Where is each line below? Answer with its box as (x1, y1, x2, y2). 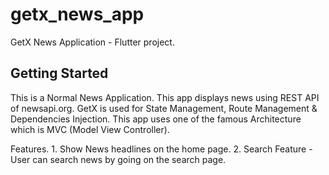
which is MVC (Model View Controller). (10, 123, 170, 135)
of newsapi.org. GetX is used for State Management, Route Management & (10, 102, 318, 114)
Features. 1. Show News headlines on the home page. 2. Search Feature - (10, 143, 313, 155)
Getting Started (10, 65, 109, 82)
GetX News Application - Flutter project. (10, 36, 175, 48)
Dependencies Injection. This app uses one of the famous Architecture (10, 113, 302, 125)
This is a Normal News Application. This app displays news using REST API (10, 91, 320, 103)
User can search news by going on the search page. (10, 153, 227, 165)
